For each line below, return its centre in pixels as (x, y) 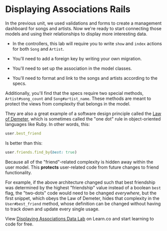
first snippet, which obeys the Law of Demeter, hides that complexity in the (82, 198)
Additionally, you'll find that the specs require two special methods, (74, 93)
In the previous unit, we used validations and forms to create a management (83, 23)
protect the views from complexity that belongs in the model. (68, 103)
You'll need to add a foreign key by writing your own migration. (77, 58)
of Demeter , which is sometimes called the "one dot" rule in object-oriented (83, 119)
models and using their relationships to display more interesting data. (76, 34)
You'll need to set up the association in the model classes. (72, 68)
